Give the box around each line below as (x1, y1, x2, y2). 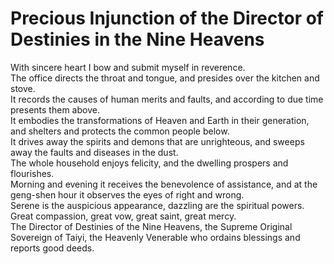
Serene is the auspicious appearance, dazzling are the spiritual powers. (10, 199, 305, 211)
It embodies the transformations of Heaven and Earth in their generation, (10, 114, 310, 126)
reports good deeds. (10, 242, 95, 254)
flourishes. (10, 167, 55, 179)
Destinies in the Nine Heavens (10, 28, 265, 51)
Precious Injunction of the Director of (10, 7, 325, 30)
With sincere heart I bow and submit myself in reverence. (10, 61, 246, 73)
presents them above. (10, 103, 100, 116)
